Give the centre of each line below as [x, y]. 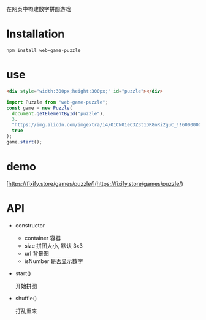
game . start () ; [25, 142]
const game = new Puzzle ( [39, 108]
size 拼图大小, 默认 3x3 [53, 246]
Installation [36, 34]
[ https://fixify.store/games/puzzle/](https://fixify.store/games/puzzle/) [95, 183]
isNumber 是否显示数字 [54, 261]
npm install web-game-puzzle [44, 50]
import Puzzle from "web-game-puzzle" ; [57, 102]
